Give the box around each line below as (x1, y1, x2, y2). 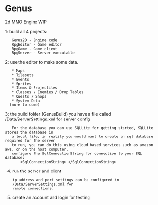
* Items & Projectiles (11, 85, 57, 90)
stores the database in (5, 130, 53, 135)
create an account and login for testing (12, 194, 90, 200)
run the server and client (12, 168, 62, 174)
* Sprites (11, 81, 32, 86)
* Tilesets (11, 72, 34, 78)
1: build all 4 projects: (5, 28, 48, 34)
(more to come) (9, 102, 40, 107)
